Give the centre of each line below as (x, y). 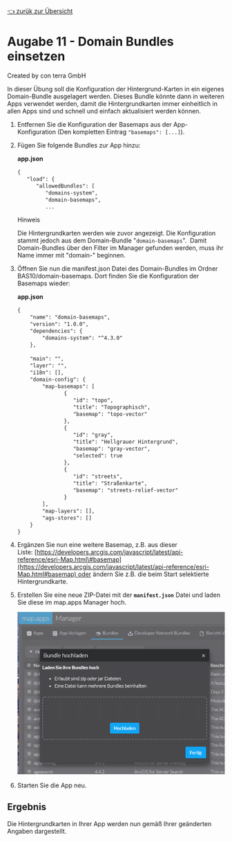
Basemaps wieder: (43, 283)
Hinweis (29, 220)
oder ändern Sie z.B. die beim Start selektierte (143, 574)
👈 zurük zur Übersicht (40, 11)
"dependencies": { (56, 331)
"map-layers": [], (69, 511)
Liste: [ (27, 552)
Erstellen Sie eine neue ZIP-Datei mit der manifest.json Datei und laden (119, 595)
